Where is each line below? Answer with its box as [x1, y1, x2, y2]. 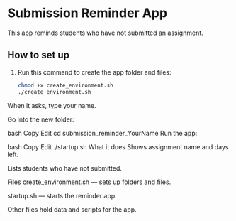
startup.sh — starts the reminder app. [7, 191, 117, 200]
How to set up [7, 49, 69, 61]
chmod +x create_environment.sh [17, 82, 113, 89]
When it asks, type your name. [7, 101, 97, 109]
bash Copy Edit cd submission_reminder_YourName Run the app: [7, 129, 198, 137]
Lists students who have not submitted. [7, 163, 123, 172]
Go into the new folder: [7, 115, 74, 124]
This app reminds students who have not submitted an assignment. [7, 28, 203, 37]
